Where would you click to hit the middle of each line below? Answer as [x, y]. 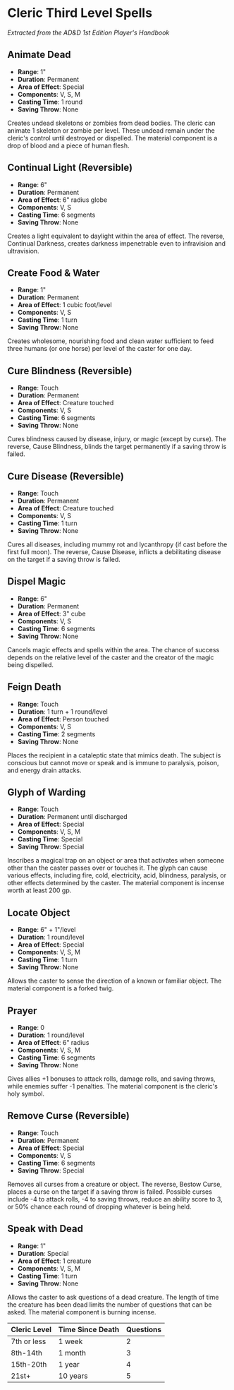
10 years [73, 1376]
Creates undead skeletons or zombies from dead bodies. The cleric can [111, 123]
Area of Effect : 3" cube [51, 613]
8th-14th [26, 1353]
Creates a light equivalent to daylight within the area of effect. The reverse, [116, 236]
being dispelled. [31, 664]
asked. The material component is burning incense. [82, 1312]
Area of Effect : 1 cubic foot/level [64, 305]
